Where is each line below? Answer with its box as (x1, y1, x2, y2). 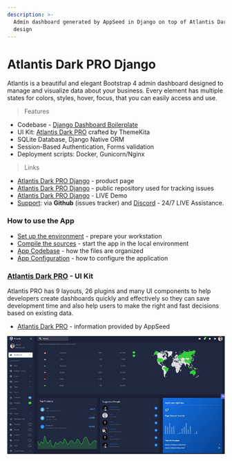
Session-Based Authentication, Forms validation (17, 142, 154, 151)
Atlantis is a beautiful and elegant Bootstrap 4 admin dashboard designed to (7, 79, 224, 88)
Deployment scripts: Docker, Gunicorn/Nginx (17, 150, 145, 158)
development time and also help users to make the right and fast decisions (7, 301, 220, 310)
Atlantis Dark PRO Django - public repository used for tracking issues (17, 184, 214, 193)
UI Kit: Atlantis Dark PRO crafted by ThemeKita (17, 128, 151, 136)
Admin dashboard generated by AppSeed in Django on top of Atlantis (13, 18, 215, 26)
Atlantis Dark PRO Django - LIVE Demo (17, 191, 128, 200)
